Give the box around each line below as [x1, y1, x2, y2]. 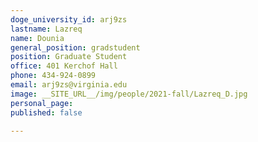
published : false [10, 107, 83, 118]
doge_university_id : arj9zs [10, 14, 128, 25]
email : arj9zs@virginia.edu [10, 80, 128, 90]
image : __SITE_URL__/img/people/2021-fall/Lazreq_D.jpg [10, 89, 248, 99]
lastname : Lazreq [10, 24, 83, 34]
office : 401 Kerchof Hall [10, 61, 118, 71]
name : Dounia [10, 33, 65, 43]
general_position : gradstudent [10, 42, 141, 53]
